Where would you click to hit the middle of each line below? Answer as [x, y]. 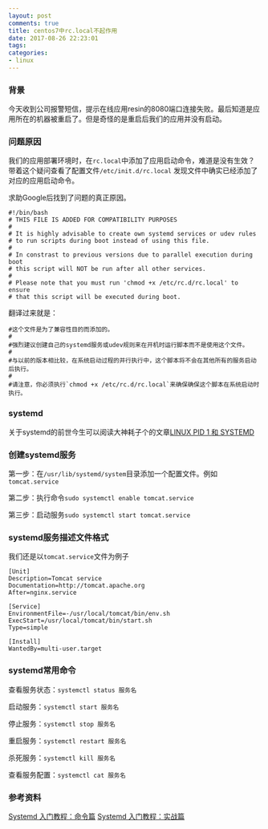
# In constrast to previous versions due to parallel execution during [130, 255]
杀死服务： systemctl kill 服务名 [62, 758]
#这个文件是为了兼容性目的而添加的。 [61, 330]
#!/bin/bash [28, 213]
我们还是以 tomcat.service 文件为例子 [69, 556]
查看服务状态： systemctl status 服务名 [73, 689]
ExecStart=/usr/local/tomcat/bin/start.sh [80, 621]
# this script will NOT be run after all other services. [107, 269]
